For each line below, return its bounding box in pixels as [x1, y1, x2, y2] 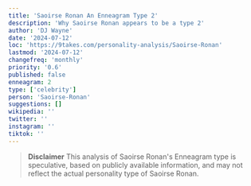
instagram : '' [8, 122, 56, 130]
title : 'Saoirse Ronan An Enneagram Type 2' [8, 11, 159, 20]
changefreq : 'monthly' [8, 56, 84, 64]
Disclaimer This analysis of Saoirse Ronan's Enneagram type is [27, 152, 237, 161]
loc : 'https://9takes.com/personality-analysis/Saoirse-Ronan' [8, 41, 223, 49]
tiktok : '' [8, 130, 45, 138]
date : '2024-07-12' [8, 33, 73, 42]
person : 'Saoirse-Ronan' [8, 93, 91, 101]
